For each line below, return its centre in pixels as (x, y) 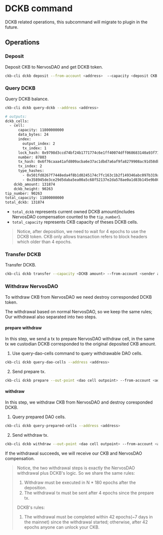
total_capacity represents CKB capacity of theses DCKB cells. (75, 222)
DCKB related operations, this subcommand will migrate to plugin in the (76, 22)
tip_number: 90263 (24, 193)
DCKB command (39, 9)
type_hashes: (31, 171)
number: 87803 (32, 157)
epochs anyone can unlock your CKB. (62, 527)
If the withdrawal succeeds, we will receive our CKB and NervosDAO (73, 453)
